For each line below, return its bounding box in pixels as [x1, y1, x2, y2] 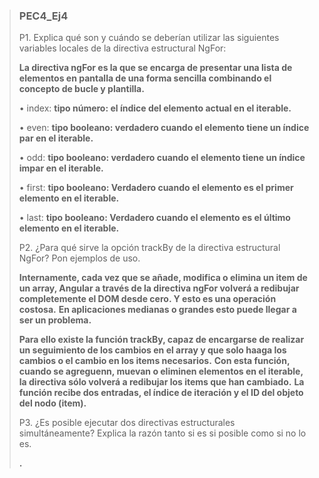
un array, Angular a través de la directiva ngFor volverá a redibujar [18, 282, 300, 294]
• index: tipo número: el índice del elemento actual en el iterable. [18, 102, 292, 114]
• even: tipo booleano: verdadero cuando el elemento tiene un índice [18, 122, 310, 134]
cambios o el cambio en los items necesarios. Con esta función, [18, 355, 291, 367]
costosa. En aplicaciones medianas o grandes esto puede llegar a [18, 304, 297, 316]
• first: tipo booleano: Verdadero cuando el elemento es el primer [18, 182, 294, 194]
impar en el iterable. [18, 162, 104, 174]
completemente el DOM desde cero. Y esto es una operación [18, 293, 277, 305]
